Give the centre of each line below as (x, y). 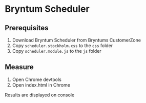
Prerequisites (27, 28)
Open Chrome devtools (37, 79)
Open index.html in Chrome (41, 85)
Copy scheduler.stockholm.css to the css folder (62, 46)
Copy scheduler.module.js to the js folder (57, 51)
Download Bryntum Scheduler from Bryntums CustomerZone (77, 40)
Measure (19, 67)
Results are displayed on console (40, 95)
